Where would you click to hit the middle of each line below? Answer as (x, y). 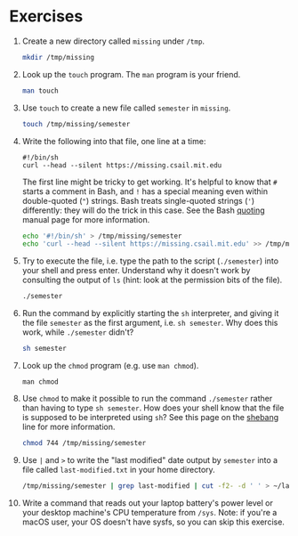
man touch (40, 91)
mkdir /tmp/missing (58, 57)
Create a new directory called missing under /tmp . (113, 41)
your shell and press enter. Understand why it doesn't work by (136, 271)
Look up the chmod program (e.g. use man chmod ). (110, 366)
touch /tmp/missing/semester (76, 124)
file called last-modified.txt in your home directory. (118, 469)
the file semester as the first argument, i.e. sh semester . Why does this (150, 323)
